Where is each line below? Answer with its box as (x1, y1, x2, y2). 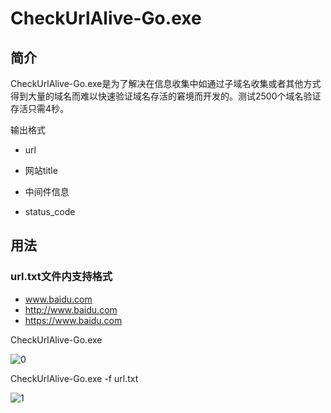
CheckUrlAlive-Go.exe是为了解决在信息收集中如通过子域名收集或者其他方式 (10, 78, 322, 89)
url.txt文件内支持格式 (10, 270, 113, 284)
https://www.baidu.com (24, 314, 123, 326)
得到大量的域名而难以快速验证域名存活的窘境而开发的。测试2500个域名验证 (10, 90, 322, 102)
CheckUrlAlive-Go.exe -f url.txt (10, 372, 139, 384)
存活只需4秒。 (10, 103, 70, 114)
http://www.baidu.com (24, 303, 118, 316)
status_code (24, 206, 76, 217)
